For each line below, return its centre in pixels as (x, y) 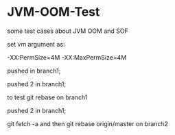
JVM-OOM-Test (54, 12)
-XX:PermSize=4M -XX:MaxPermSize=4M (67, 57)
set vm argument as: (36, 44)
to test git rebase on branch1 (47, 97)
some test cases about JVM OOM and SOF (68, 31)
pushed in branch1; (34, 71)
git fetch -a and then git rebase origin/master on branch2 (88, 123)
